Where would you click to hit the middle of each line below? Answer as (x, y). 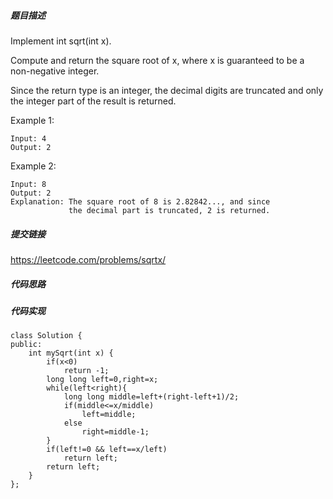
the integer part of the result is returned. (93, 101)
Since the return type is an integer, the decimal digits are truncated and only (167, 90)
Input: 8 (28, 184)
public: (26, 345)
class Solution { (46, 336)
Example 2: (33, 166)
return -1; (86, 371)
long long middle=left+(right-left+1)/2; (151, 397)
